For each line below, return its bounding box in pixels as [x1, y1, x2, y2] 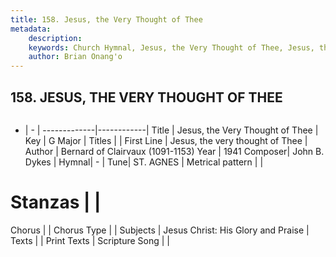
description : [28, 33, 83, 43]
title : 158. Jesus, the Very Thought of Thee [10, 14, 203, 25]
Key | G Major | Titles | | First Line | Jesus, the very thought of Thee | [24, 134, 308, 146]
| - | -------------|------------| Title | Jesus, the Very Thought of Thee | [24, 124, 319, 136]
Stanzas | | [10, 191, 102, 214]
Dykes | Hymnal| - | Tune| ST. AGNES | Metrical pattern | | [24, 156, 264, 168]
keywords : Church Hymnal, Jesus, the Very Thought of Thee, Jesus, [28, 42, 315, 53]
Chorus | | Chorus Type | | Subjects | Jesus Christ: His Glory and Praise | [10, 224, 310, 236]
